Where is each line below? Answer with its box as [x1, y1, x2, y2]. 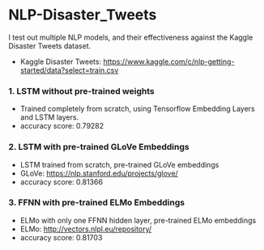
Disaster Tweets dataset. [8, 40, 92, 50]
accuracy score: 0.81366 [19, 176, 104, 187]
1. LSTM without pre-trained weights [8, 85, 155, 96]
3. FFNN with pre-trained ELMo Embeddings [8, 197, 185, 208]
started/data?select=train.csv [19, 65, 119, 74]
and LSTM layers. [19, 112, 79, 122]
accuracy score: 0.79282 [19, 121, 104, 131]
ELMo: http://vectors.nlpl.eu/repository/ [19, 224, 152, 234]
